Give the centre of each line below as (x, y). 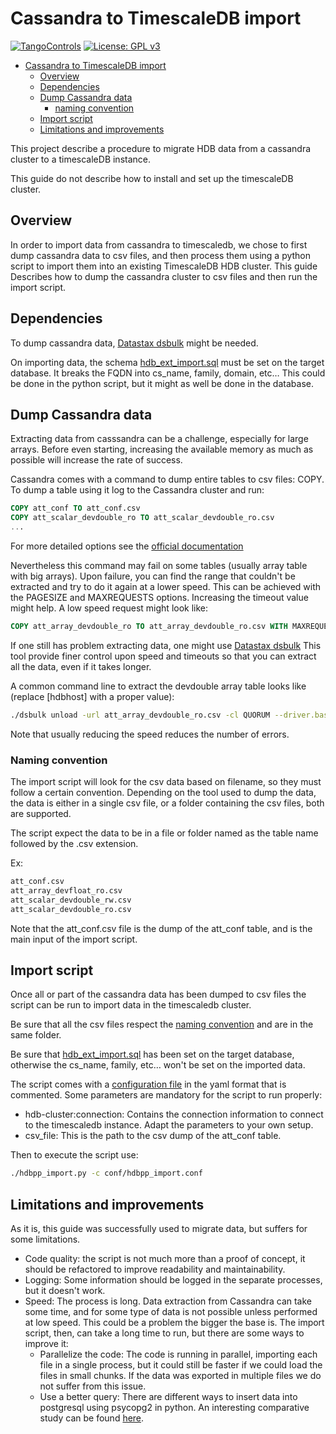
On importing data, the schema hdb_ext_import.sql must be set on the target (167, 362)
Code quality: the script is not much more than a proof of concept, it (165, 1259)
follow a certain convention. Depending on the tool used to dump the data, (163, 793)
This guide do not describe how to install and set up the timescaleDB (152, 178)
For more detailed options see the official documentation (127, 546)
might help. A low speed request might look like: (109, 608)
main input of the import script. (74, 939)
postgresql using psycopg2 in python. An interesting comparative (174, 1408)
